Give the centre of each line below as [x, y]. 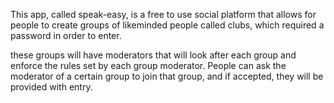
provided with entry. [51, 87]
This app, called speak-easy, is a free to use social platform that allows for [163, 14]
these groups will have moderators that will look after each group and [153, 55]
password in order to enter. [66, 35]
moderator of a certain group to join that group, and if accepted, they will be [167, 76]
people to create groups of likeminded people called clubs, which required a [167, 25]
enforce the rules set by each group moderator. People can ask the [148, 65]
